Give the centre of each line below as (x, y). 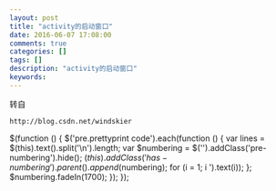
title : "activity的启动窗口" (61, 26)
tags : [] (26, 60)
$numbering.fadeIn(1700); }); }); (69, 176)
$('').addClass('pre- (229, 147)
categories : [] (38, 52)
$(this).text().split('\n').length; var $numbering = (100, 147)
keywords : (28, 77)
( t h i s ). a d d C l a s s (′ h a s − (126, 157)
